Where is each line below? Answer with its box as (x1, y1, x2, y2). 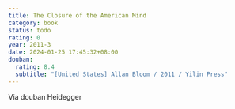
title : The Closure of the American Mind (8, 11, 147, 20)
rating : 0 (8, 33, 41, 42)
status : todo (8, 26, 51, 34)
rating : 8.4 (15, 63, 55, 71)
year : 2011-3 (8, 41, 51, 49)
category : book (8, 19, 59, 27)
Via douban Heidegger (8, 92, 82, 101)
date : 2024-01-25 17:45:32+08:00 (8, 48, 119, 56)
